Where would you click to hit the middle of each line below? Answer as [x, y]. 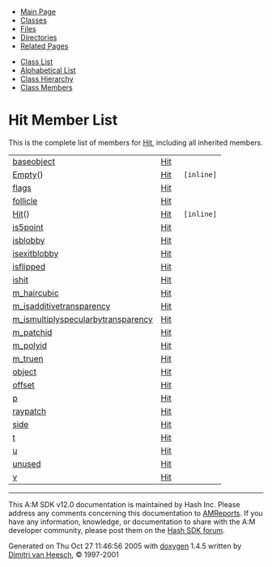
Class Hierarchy [47, 79]
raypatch [30, 411]
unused [27, 463]
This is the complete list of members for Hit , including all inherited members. [136, 142]
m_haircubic [36, 293]
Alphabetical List [48, 70]
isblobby [29, 240]
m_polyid [30, 345]
